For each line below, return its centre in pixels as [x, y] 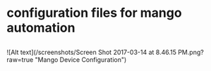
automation [41, 28]
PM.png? [191, 52]
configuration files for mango [94, 13]
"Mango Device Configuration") [81, 59]
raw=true [20, 59]
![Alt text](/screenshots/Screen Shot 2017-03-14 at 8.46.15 [92, 52]
